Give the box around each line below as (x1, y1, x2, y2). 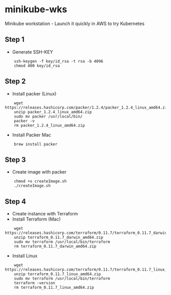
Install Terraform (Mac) (12, 216, 61, 223)
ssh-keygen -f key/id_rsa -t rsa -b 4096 (14, 59, 103, 64)
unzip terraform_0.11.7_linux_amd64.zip (14, 272, 101, 277)
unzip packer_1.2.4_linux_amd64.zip (14, 109, 92, 114)
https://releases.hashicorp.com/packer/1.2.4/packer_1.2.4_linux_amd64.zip (5, 105, 169, 110)
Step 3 (5, 155, 26, 164)
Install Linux (12, 253, 38, 259)
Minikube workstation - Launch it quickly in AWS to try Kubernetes (5, 20, 145, 27)
